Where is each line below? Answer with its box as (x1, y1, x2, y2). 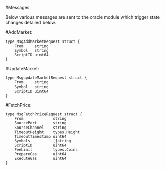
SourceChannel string (14, 125, 67, 130)
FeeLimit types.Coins (14, 147, 78, 152)
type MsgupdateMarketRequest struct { (5, 75, 87, 80)
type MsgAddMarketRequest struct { (5, 39, 80, 44)
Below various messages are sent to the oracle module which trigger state (5, 14, 160, 20)
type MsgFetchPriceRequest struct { (5, 112, 82, 117)
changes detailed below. (5, 20, 56, 25)
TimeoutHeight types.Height (14, 130, 80, 135)
